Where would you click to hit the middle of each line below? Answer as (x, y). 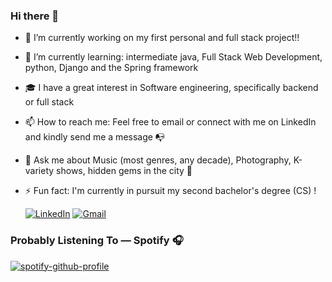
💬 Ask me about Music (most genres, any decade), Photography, (158, 160)
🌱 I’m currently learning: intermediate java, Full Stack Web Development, (173, 57)
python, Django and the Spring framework (111, 68)
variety (39, 171)
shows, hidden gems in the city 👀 (124, 171)
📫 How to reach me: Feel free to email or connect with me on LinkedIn (170, 122)
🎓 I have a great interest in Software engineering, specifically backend (171, 88)
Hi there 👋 (35, 16)
